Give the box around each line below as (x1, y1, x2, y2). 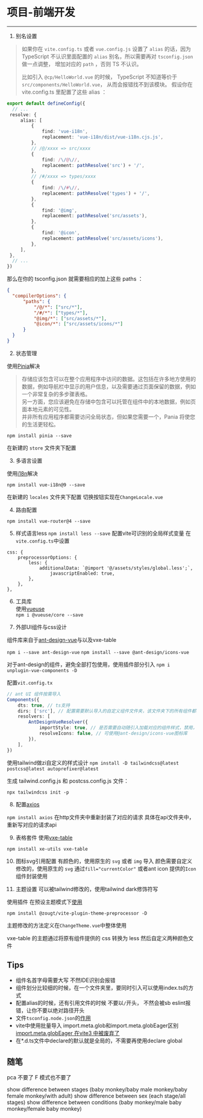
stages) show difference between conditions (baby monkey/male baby (7, 1099, 182, 1106)
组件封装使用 (15, 872, 48, 880)
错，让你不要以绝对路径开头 (15, 1007, 85, 1014)
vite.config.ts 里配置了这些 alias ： (21, 88, 107, 96)
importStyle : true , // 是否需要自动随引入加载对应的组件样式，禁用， (39, 725, 198, 731)
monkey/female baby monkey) (7, 1105, 82, 1113)
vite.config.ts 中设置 (15, 537, 70, 544)
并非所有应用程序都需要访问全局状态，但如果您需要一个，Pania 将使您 (21, 413, 196, 420)
